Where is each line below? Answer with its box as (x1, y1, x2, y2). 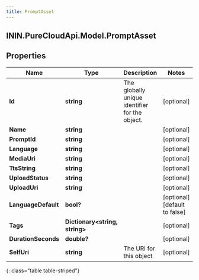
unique (123, 93, 143, 102)
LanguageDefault (9, 200, 59, 209)
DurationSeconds (9, 234, 60, 243)
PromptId (9, 135, 36, 143)
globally (123, 86, 146, 94)
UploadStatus (9, 174, 49, 182)
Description (123, 68, 158, 77)
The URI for (123, 244, 156, 253)
